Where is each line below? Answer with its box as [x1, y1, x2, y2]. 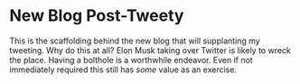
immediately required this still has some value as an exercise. [9, 64, 238, 75]
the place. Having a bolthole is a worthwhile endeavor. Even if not [9, 54, 253, 65]
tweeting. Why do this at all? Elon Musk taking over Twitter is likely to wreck [9, 44, 292, 55]
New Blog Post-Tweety [9, 5, 184, 26]
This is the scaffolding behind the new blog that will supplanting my [9, 35, 260, 46]
